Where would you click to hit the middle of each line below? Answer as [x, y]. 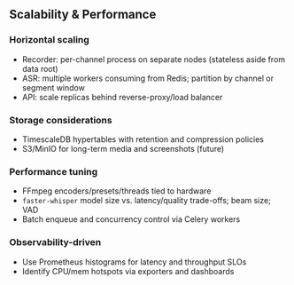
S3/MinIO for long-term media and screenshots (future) [123, 148]
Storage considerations [61, 120]
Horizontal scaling [50, 40]
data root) [40, 68]
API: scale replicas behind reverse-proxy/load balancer [122, 97]
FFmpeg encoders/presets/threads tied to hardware [116, 191]
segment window [54, 87]
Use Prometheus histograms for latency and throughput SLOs [134, 262]
